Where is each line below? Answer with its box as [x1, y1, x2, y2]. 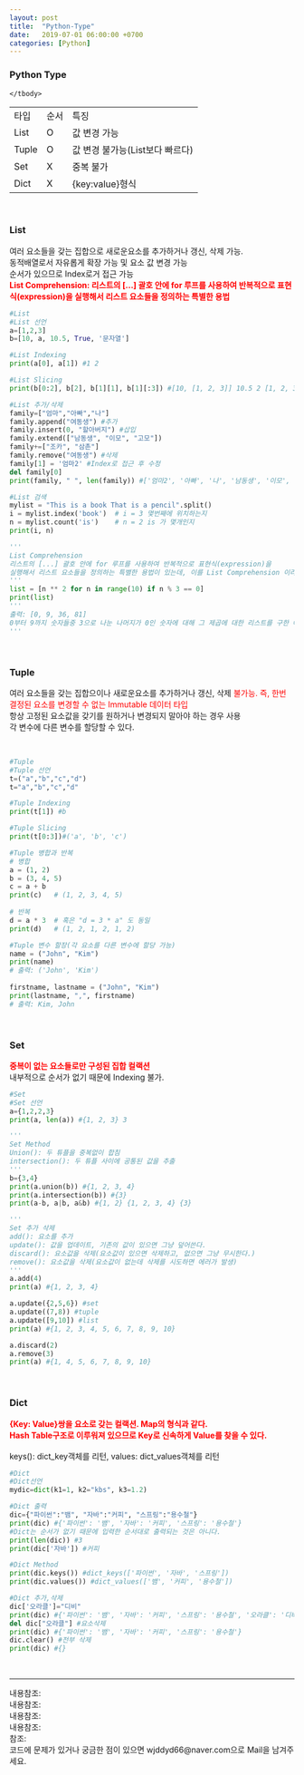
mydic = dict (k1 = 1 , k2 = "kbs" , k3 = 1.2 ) [9, 1486, 147, 1495]
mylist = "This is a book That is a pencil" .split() [9, 500, 213, 510]
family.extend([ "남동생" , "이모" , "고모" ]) [9, 434, 163, 443]
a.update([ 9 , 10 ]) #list [9, 1315, 100, 1324]
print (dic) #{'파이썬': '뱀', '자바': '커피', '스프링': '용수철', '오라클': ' [9, 1610, 285, 1619]
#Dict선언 [9, 1477, 43, 1487]
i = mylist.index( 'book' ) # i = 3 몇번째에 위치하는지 [9, 509, 208, 519]
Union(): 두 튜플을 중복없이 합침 [9, 1149, 120, 1158]
